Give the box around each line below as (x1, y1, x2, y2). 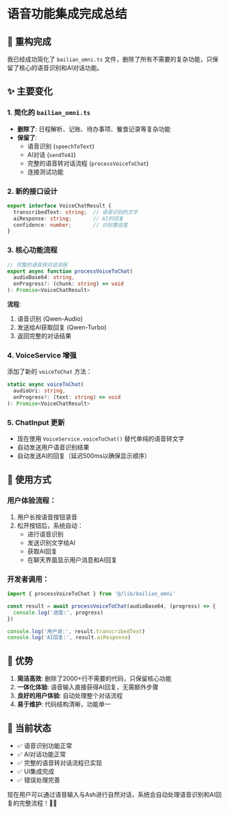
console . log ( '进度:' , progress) (13, 609, 104, 616)
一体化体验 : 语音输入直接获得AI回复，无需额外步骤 (16, 683, 159, 691)
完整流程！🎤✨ (18, 799, 58, 807)
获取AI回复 (27, 547, 58, 555)
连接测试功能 (27, 167, 64, 175)
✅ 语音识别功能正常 (16, 741, 73, 750)
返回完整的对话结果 (16, 332, 72, 340)
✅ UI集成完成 (16, 767, 55, 775)
